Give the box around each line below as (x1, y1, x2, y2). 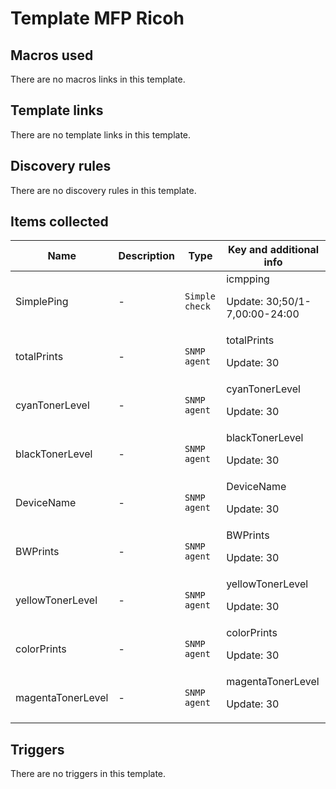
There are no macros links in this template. (10, 73, 186, 85)
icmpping (226, 272, 270, 286)
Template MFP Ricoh (10, 7, 185, 30)
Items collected (10, 213, 109, 231)
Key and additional (228, 243, 320, 257)
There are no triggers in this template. (10, 768, 167, 780)
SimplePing (15, 295, 69, 309)
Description (118, 249, 175, 263)
